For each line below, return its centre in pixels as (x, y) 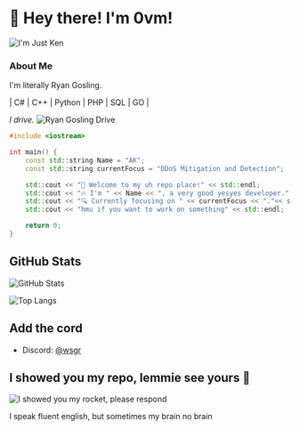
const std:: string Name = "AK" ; (85, 160)
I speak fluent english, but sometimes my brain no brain (111, 417)
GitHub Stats (45, 262)
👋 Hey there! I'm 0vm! (91, 18)
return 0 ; (44, 226)
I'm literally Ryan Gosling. (56, 85)
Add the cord (46, 329)
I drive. (22, 120)
